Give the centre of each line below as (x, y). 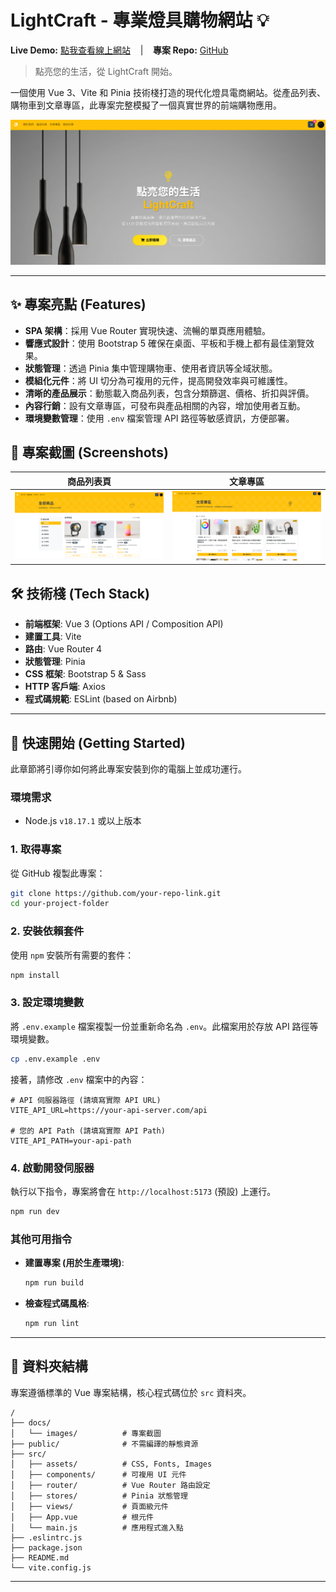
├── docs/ (31, 1422)
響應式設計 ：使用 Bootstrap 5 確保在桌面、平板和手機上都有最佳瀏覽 (165, 343)
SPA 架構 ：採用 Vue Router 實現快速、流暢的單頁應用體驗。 (147, 330)
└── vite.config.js (51, 1567)
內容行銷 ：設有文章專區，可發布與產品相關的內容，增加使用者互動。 (165, 405)
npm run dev (35, 1211)
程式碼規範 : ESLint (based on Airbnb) (101, 699)
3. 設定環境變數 (47, 1003)
